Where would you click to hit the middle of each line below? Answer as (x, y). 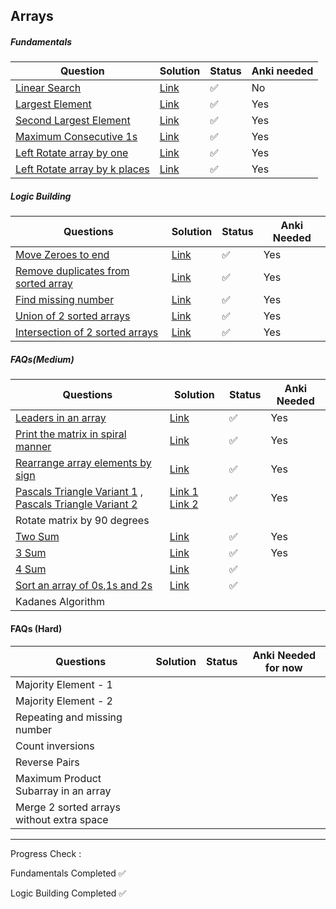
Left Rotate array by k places (82, 169)
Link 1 (184, 492)
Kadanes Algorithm (60, 602)
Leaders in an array (61, 418)
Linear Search (48, 88)
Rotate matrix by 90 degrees (82, 521)
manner (33, 447)
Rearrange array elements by (83, 463)
